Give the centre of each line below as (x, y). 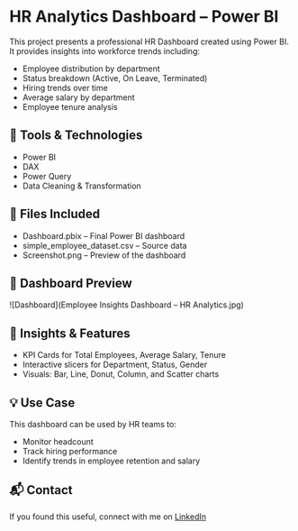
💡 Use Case (42, 403)
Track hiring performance (70, 451)
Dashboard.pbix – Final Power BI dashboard (104, 235)
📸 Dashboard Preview (71, 283)
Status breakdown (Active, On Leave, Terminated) (115, 78)
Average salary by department (78, 97)
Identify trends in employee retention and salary (111, 461)
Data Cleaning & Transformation (81, 186)
